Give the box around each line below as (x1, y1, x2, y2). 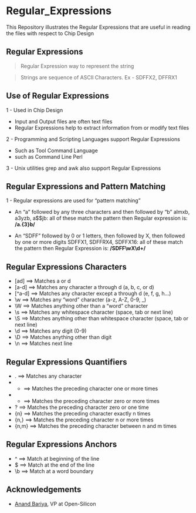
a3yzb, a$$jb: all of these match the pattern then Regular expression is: (14, 214, 188, 222)
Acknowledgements (6, 485, 82, 495)
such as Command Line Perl (14, 153, 83, 160)
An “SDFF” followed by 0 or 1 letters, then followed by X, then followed (14, 232, 185, 239)
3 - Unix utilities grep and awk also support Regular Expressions (6, 165, 161, 172)
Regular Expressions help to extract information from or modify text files (14, 124, 190, 131)
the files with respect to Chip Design (6, 29, 94, 36)
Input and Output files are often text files (14, 118, 113, 125)
